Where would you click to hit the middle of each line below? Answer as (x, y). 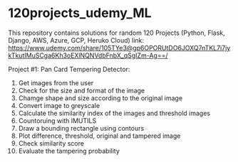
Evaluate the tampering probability (69, 151)
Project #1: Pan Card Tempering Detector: (69, 69)
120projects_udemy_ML (80, 13)
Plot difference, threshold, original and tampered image (99, 136)
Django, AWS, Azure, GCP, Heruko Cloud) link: (76, 40)
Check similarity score (51, 143)
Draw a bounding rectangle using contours (81, 128)
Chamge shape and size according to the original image (100, 98)
